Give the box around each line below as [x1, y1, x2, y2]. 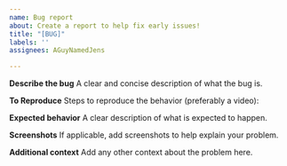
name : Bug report [9, 12, 74, 22]
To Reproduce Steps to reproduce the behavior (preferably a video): [9, 95, 259, 107]
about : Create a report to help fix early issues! [9, 21, 201, 30]
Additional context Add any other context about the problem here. [9, 147, 253, 158]
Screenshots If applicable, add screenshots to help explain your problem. [9, 130, 279, 140]
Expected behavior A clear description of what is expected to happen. [9, 113, 268, 123]
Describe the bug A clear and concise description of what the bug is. [9, 78, 263, 89]
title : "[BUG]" [9, 29, 66, 38]
